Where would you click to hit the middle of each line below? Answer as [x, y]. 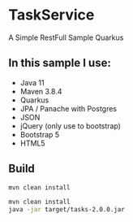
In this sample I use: [60, 63]
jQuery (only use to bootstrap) [71, 126]
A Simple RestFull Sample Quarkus [66, 37]
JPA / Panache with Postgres [69, 108]
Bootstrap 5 [40, 134]
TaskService [51, 15]
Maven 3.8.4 [41, 91]
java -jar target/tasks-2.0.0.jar [67, 210]
